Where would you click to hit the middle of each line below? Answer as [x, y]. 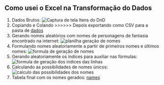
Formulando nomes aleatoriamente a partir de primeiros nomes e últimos [85, 46]
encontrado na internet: [36, 41]
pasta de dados [27, 30]
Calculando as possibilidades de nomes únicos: [60, 67]
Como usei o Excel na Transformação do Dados [78, 8]
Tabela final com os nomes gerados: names [56, 77]
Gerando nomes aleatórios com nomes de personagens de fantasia [80, 35]
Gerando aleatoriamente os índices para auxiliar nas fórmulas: [74, 57]
